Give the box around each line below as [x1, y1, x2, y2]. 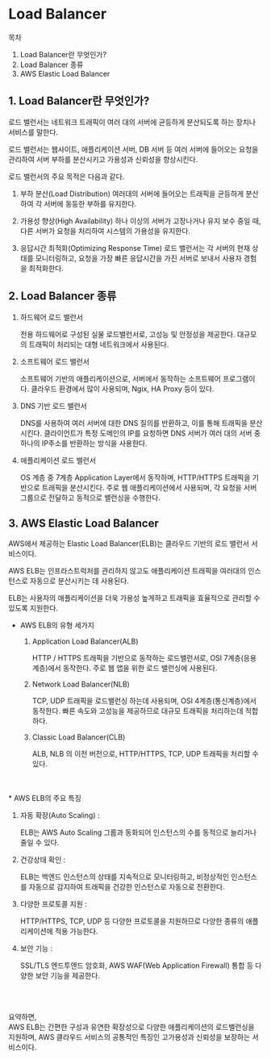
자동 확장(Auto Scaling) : [19, 811, 100, 820]
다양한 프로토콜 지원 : [19, 899, 87, 909]
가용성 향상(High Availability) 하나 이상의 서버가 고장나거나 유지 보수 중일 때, [19, 215, 261, 226]
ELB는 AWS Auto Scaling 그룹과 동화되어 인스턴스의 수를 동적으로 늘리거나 [19, 828, 257, 837]
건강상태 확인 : [19, 855, 66, 865]
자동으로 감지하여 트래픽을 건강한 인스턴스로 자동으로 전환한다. [28, 882, 225, 892]
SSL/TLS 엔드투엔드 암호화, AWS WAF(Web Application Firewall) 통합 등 [19, 961, 254, 970]
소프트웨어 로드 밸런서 [19, 356, 90, 366]
